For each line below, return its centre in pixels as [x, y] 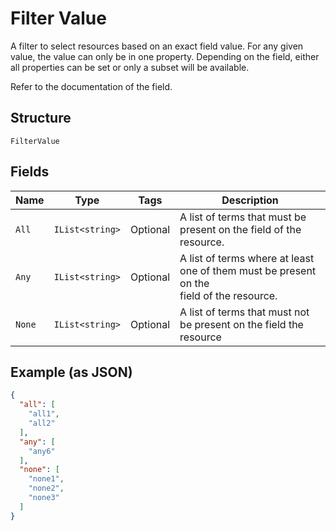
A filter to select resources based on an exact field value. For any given [157, 46]
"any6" [42, 451]
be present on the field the [241, 324]
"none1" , [46, 479]
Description [250, 200]
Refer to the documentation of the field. [91, 86]
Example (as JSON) [71, 372]
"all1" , [44, 414]
